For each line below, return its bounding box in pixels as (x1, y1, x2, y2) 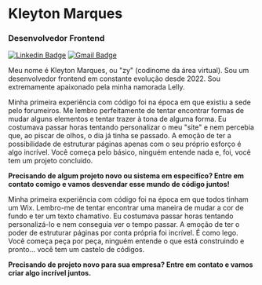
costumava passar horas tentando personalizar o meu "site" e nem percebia (8, 122, 255, 132)
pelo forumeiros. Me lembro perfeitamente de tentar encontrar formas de (8, 106, 245, 115)
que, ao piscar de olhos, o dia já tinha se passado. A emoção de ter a (8, 131, 231, 141)
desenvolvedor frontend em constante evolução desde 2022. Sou (8, 74, 221, 83)
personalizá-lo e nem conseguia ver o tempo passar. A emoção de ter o (8, 220, 240, 229)
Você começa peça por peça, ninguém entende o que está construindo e (8, 236, 245, 246)
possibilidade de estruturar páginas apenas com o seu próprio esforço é (8, 139, 242, 149)
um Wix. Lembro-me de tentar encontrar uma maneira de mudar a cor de (8, 203, 245, 213)
